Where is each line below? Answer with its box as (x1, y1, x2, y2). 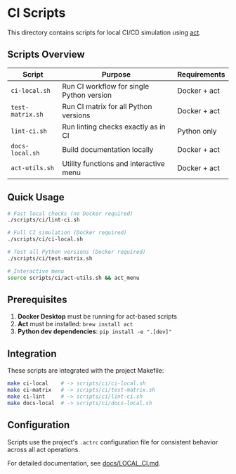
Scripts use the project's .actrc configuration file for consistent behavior (7, 437, 218, 446)
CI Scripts (7, 5, 66, 21)
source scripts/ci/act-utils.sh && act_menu (7, 274, 140, 281)
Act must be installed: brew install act (17, 320, 133, 328)
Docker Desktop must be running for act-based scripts (17, 312, 178, 321)
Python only (177, 126, 217, 136)
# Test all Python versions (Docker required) (7, 248, 146, 256)
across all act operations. (7, 445, 81, 454)
